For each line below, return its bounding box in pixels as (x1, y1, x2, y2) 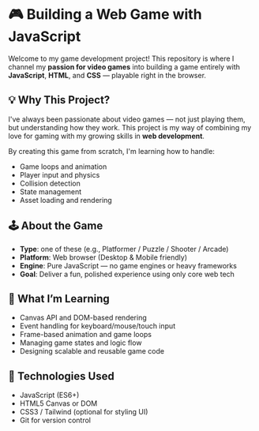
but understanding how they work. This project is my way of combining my (8, 122, 252, 132)
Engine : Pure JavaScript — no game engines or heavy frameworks (19, 260, 237, 270)
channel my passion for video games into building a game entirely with (8, 62, 241, 71)
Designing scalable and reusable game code (19, 347, 164, 356)
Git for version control (19, 415, 92, 425)
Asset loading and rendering (19, 195, 112, 204)
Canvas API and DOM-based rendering (19, 313, 148, 323)
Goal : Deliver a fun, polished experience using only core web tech (19, 269, 235, 279)
